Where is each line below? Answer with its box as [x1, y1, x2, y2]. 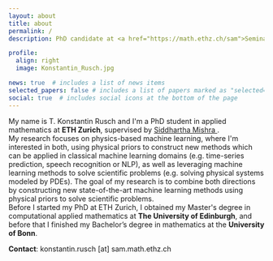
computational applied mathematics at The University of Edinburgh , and [8, 211, 253, 220]
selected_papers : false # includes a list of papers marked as [8, 86, 227, 94]
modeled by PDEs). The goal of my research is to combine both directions [8, 176, 256, 186]
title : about [8, 19, 53, 28]
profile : [8, 49, 38, 58]
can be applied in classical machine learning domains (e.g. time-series [8, 151, 245, 160]
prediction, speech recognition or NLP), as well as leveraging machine [8, 159, 243, 169]
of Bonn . [8, 228, 38, 237]
